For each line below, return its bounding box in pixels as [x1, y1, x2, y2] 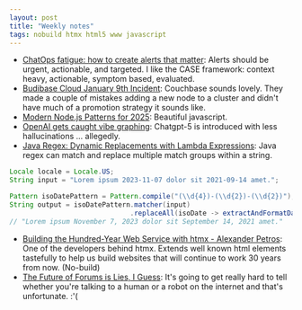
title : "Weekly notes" [9, 22, 94, 31]
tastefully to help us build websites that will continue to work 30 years [22, 252, 281, 263]
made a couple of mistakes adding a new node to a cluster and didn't [22, 93, 279, 103]
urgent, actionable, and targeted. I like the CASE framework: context [22, 64, 275, 75]
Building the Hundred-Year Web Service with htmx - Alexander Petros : [22, 233, 283, 244]
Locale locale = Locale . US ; [9, 167, 115, 176]
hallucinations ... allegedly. [22, 131, 121, 142]
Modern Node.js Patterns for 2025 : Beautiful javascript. [22, 111, 227, 122]
